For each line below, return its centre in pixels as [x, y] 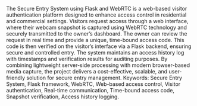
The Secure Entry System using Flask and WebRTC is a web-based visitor [97, 9]
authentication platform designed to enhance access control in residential [96, 15]
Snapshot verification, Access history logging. [62, 97]
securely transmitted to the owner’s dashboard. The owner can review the [97, 34]
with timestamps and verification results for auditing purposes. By [87, 59]
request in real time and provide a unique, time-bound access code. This [95, 40]
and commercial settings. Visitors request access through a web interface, [97, 21]
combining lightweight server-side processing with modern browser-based [98, 65]
